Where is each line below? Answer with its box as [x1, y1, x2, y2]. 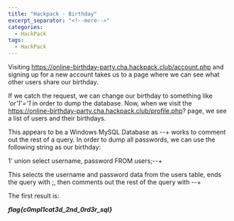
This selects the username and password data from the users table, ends [8, 171, 222, 178]
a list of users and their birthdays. [8, 114, 106, 123]
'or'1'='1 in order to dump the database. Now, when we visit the [8, 99, 192, 107]
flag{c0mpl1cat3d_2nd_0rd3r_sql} [8, 205, 113, 213]
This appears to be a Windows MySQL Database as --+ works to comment [8, 128, 226, 136]
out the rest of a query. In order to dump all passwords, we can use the [8, 135, 216, 144]
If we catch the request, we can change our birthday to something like [8, 91, 213, 100]
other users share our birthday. [8, 78, 99, 86]
